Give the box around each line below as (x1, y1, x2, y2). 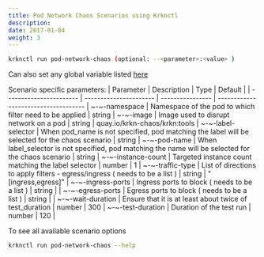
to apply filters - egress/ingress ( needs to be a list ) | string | (8, 169, 207, 179)
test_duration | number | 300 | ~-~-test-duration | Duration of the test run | (8, 202, 251, 212)
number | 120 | (8, 211, 56, 221)
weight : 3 (8, 33, 41, 42)
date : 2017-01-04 (8, 26, 66, 34)
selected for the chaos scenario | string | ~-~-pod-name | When (8, 135, 217, 145)
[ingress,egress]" (8, 177, 65, 187)
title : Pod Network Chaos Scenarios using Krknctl (8, 11, 179, 20)
